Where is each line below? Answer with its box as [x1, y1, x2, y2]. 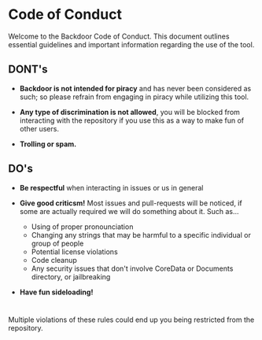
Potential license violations [31, 246, 118, 257]
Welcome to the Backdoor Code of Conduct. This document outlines [8, 31, 230, 41]
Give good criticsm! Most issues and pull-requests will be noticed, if [19, 198, 242, 208]
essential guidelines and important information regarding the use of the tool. [8, 39, 255, 49]
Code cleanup [31, 255, 77, 264]
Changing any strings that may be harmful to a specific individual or [31, 230, 252, 239]
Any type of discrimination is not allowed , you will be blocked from [19, 107, 240, 116]
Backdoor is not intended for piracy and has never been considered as [19, 83, 252, 93]
